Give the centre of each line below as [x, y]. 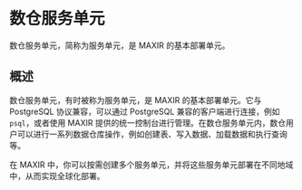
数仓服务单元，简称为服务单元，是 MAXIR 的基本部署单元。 [120, 45]
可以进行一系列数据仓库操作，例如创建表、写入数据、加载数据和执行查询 [152, 134]
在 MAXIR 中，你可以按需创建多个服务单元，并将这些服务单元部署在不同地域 [151, 165]
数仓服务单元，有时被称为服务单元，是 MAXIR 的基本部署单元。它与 [136, 100]
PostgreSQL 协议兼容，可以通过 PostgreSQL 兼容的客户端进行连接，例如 [145, 111]
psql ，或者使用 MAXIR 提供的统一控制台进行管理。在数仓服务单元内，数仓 [148, 122]
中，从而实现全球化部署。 [57, 176]
